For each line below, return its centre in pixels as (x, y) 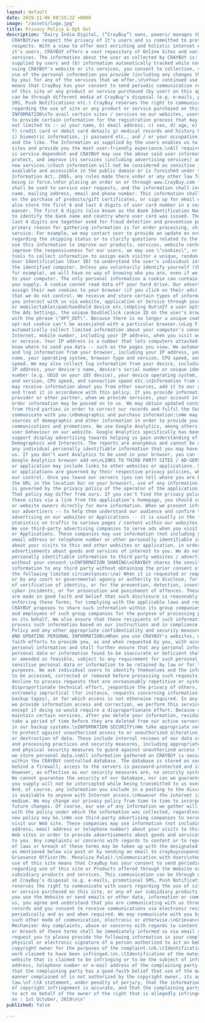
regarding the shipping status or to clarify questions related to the (105, 239)
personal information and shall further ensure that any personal (98, 648)
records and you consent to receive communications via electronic (99, 909)
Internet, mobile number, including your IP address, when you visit (102, 335)
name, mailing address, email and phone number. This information (98, 193)
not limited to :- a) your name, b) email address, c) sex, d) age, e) (105, 126)
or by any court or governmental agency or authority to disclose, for (105, 580)
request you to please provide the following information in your (98, 937)
